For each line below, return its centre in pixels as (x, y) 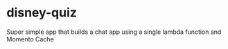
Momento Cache (30, 39)
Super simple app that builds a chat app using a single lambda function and (114, 32)
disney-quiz (42, 13)
